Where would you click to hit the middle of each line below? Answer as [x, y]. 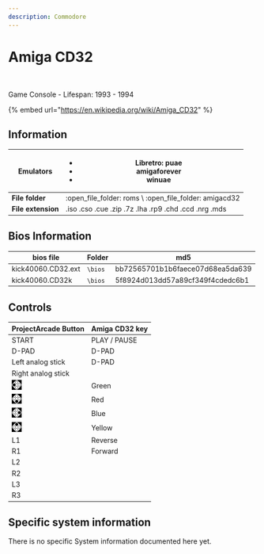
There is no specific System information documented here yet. [110, 541]
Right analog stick [40, 373]
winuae [158, 179]
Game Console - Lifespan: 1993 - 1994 [71, 94]
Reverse [105, 440]
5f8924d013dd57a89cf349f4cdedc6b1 [182, 280]
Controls [30, 307]
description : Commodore [47, 17]
